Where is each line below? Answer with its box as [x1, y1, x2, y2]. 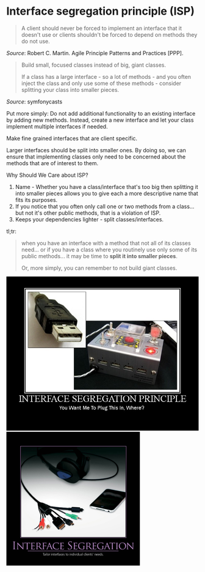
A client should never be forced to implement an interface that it [21, 24, 182, 32]
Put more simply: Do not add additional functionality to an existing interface [6, 110, 196, 117]
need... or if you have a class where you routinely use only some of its [21, 246, 197, 253]
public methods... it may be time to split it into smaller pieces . [21, 252, 178, 259]
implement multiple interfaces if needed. [6, 122, 108, 130]
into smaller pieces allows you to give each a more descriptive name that [15, 190, 198, 197]
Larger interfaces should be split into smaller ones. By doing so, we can [6, 146, 186, 154]
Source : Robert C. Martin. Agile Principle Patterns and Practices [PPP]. [6, 49, 184, 56]
